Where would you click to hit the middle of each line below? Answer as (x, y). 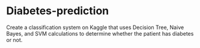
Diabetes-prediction (58, 11)
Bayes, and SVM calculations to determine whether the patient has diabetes (100, 33)
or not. (14, 40)
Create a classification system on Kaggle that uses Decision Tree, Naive (95, 27)
